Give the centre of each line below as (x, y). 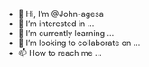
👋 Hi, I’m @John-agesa (61, 14)
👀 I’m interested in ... (56, 24)
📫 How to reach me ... (60, 53)
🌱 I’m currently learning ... (66, 33)
